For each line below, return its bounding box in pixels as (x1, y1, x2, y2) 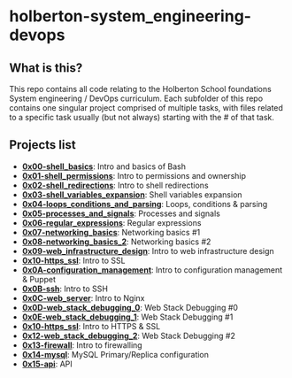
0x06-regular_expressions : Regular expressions (21, 217, 202, 228)
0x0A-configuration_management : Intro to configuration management (21, 264, 283, 275)
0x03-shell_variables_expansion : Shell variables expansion (21, 189, 242, 200)
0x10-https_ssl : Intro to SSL (21, 255, 126, 266)
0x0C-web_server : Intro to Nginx (21, 292, 145, 303)
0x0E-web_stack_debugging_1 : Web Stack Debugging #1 (21, 312, 234, 322)
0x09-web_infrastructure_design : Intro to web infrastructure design (21, 245, 274, 256)
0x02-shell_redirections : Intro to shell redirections (21, 180, 210, 190)
